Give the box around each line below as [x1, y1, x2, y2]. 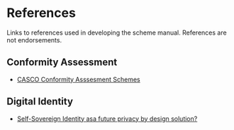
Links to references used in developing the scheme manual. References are [6, 28, 228, 37]
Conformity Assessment [6, 57, 118, 69]
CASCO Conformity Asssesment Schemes [16, 75, 140, 83]
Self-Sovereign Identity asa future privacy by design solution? [16, 114, 198, 123]
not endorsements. [6, 35, 62, 44]
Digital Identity [6, 95, 74, 107]
